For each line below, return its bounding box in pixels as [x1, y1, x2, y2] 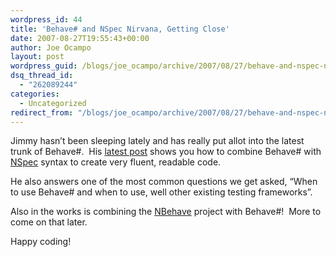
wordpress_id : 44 [10, 14, 83, 25]
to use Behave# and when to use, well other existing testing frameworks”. [10, 186, 313, 198]
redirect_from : [10, 107, 74, 118]
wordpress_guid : [10, 61, 78, 71]
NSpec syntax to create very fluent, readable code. [10, 156, 222, 168]
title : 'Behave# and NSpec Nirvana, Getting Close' [10, 24, 230, 34]
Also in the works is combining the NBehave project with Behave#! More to [10, 206, 322, 218]
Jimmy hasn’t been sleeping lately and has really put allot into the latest [10, 135, 305, 147]
